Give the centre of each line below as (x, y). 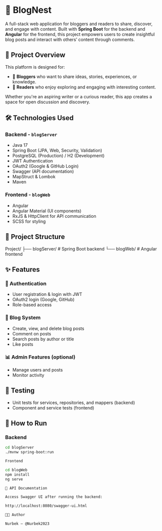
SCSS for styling (29, 221)
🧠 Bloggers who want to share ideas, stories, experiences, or (75, 77)
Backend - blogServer (31, 134)
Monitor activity (28, 375)
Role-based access (32, 305)
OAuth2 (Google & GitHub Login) (45, 166)
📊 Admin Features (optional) (40, 357)
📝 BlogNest (28, 10)
